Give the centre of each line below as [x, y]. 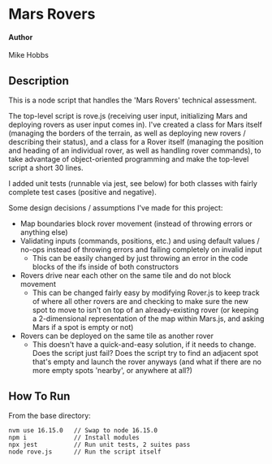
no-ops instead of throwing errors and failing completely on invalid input [141, 249]
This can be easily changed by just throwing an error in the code [140, 258]
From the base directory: [50, 416]
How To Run [39, 396]
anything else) [44, 232]
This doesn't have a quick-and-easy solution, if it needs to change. [144, 345]
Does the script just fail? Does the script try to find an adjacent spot [145, 353]
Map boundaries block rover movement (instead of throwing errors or [136, 223]
